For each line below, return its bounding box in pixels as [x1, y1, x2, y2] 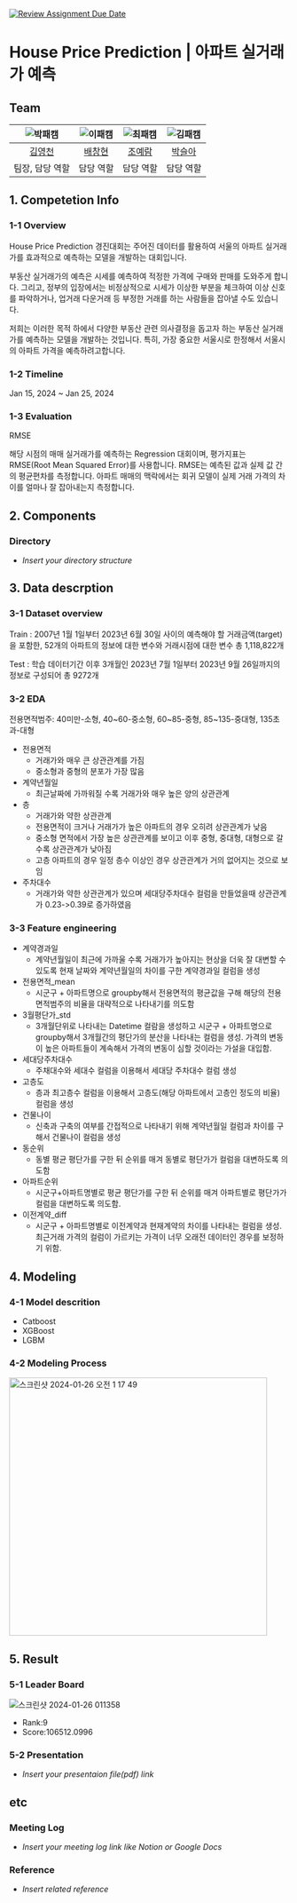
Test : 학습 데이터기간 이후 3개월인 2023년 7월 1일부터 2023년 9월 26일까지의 [9, 658, 281, 670]
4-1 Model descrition [9, 1296, 100, 1308]
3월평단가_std [21, 1010, 71, 1020]
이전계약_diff [21, 1209, 67, 1220]
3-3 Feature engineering [9, 922, 117, 934]
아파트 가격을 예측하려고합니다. [18, 345, 126, 355]
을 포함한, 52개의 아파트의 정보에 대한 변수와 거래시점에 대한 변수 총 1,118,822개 [9, 639, 285, 650]
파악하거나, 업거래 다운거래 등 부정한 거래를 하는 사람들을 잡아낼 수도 [18, 293, 255, 304]
